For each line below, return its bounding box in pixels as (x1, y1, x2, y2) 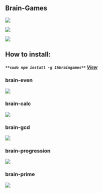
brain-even (5, 77, 33, 84)
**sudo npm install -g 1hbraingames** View (5, 64, 98, 70)
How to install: (5, 50, 51, 59)
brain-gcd (5, 123, 30, 130)
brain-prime (5, 171, 35, 178)
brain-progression (5, 147, 51, 154)
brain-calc (5, 100, 31, 107)
